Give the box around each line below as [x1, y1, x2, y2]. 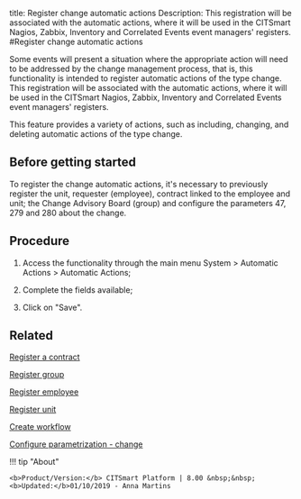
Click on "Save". [22, 302, 83, 313]
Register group [9, 369, 65, 380]
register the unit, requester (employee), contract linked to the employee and [9, 188, 291, 199]
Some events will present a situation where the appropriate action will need [9, 54, 288, 64]
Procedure [9, 233, 70, 249]
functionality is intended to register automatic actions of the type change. [9, 73, 282, 84]
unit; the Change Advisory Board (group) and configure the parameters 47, [9, 197, 287, 208]
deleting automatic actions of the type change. [9, 129, 183, 139]
